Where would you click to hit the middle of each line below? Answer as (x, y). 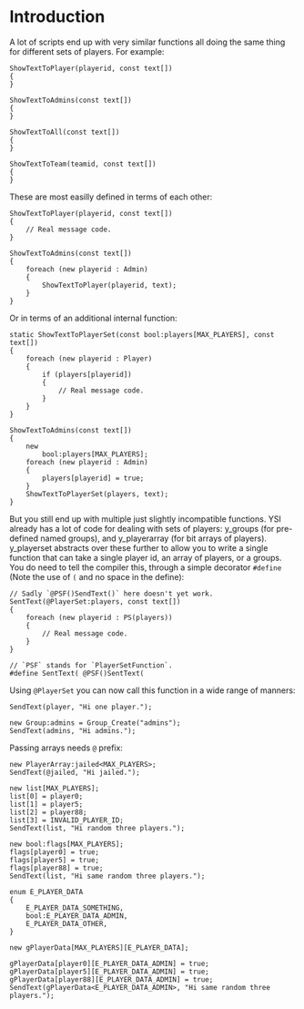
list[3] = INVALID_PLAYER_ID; (67, 820)
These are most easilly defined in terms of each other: (111, 197)
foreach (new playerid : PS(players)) (99, 617)
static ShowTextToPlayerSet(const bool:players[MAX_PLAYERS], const (142, 334)
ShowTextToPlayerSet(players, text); (97, 494)
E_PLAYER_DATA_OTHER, (66, 923)
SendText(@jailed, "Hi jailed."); (75, 772)
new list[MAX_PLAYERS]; (55, 788)
